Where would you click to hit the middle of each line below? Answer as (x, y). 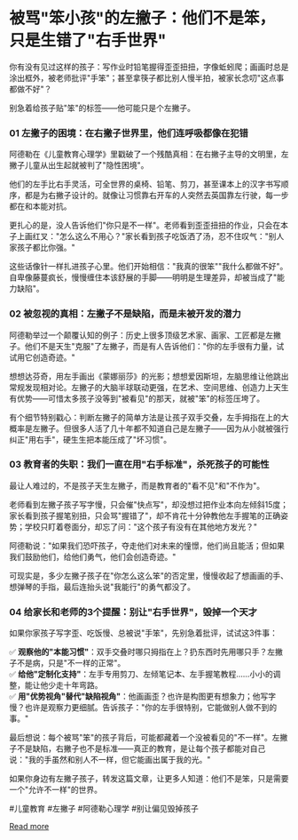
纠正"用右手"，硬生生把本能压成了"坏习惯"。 (90, 439)
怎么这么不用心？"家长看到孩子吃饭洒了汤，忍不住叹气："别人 (172, 236)
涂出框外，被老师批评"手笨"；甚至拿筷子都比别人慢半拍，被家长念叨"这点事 (147, 77)
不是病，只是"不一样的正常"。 (71, 663)
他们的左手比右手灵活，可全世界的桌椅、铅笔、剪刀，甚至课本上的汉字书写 (145, 184)
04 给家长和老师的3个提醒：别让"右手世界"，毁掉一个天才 (133, 612)
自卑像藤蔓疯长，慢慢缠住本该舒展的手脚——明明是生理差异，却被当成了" (143, 277)
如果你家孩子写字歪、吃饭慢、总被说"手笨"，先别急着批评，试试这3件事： (143, 633)
